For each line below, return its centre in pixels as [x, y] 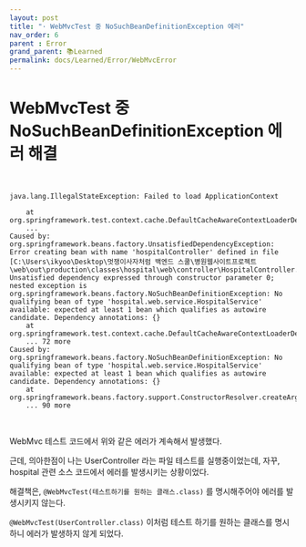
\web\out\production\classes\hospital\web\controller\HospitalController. [154, 270]
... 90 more [48, 405]
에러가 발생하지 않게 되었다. [75, 533]
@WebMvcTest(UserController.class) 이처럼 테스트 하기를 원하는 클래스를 [141, 521]
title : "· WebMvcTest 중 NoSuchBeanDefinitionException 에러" [127, 26]
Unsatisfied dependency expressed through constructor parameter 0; [142, 278]
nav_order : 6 [34, 35]
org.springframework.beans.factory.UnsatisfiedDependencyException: [142, 244]
